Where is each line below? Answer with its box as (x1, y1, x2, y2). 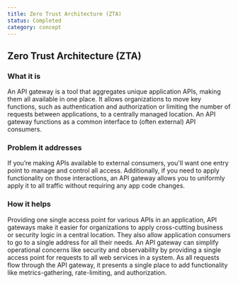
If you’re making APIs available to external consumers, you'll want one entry (7, 159, 229, 168)
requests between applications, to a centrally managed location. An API (7, 110, 216, 119)
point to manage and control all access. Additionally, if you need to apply (7, 166, 220, 175)
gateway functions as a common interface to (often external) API (7, 118, 196, 126)
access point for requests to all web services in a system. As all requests (7, 253, 220, 261)
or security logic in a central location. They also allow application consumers (7, 230, 231, 239)
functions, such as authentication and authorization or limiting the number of (7, 102, 231, 111)
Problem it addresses (7, 143, 82, 153)
